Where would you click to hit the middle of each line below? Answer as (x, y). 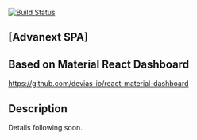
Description (38, 109)
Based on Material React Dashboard (98, 64)
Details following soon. (46, 128)
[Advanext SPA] (48, 37)
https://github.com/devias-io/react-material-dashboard (98, 84)
